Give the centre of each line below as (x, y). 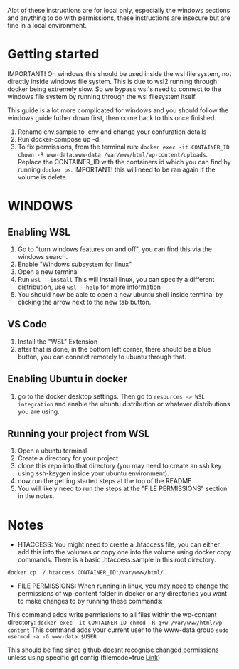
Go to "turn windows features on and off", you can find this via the (115, 249)
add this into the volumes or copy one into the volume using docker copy (124, 552)
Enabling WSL (39, 232)
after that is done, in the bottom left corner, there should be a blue (114, 349)
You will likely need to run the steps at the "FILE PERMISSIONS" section (122, 489)
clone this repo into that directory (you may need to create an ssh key (119, 466)
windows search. (43, 256)
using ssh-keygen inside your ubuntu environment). (93, 473)
